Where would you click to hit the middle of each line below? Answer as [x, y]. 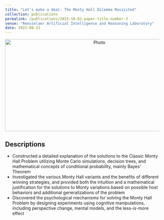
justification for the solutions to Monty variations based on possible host [85, 187]
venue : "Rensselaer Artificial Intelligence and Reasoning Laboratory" [80, 23]
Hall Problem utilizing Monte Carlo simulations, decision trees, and [79, 161]
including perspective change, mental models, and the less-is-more [80, 208]
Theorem [21, 171]
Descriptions [25, 144]
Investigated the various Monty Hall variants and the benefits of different [85, 177]
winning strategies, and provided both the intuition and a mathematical [83, 182]
